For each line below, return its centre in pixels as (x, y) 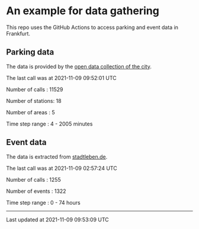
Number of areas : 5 (31, 112)
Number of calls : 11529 (35, 89)
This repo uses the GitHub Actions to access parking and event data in (92, 27)
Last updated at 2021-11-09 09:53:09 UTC (58, 220)
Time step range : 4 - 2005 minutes (49, 124)
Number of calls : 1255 (33, 179)
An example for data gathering (83, 11)
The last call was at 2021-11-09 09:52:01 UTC (61, 78)
